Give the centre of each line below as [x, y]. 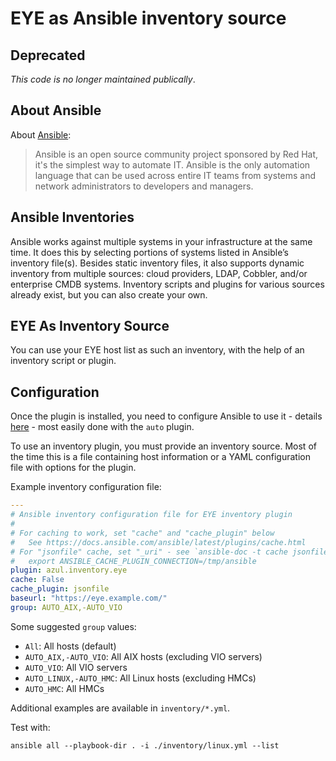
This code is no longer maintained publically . [103, 79]
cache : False [37, 580]
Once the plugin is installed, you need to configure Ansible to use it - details [166, 416]
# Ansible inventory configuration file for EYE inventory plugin [151, 515]
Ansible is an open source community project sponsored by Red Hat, [176, 154]
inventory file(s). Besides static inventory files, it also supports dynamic [157, 263]
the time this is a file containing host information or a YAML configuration [160, 457]
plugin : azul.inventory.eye [69, 570]
